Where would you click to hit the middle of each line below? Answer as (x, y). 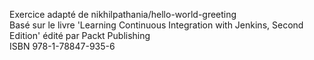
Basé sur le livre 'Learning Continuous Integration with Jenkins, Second (156, 25)
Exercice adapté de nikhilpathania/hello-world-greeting (123, 14)
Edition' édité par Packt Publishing (80, 35)
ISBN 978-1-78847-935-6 (62, 46)
